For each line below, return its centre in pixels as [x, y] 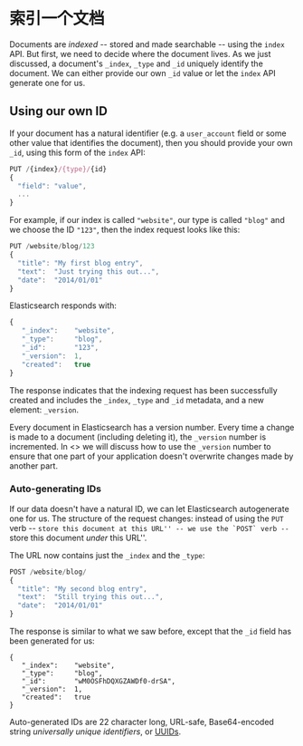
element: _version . [44, 410]
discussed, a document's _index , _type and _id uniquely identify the [137, 63]
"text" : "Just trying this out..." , [89, 271]
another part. [34, 465]
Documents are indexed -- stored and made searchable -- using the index [147, 44]
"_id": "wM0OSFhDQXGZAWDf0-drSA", [99, 682]
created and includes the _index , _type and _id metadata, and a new [137, 400]
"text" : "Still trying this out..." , [91, 597]
